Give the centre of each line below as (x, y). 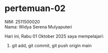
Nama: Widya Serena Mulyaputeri (38, 26)
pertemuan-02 (35, 8)
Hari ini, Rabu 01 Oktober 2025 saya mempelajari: (54, 36)
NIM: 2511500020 (22, 22)
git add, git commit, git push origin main (52, 45)
